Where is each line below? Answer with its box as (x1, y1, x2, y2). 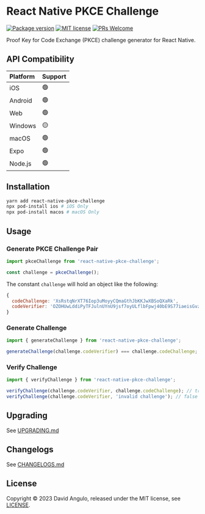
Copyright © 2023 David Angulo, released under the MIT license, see (6, 494, 181, 502)
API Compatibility (6, 54, 74, 65)
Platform (9, 72, 35, 81)
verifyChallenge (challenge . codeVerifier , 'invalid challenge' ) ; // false (6, 394, 198, 400)
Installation (6, 182, 50, 192)
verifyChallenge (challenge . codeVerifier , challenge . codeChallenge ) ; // (6, 388, 192, 394)
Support (41, 72, 67, 81)
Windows (9, 122, 37, 130)
